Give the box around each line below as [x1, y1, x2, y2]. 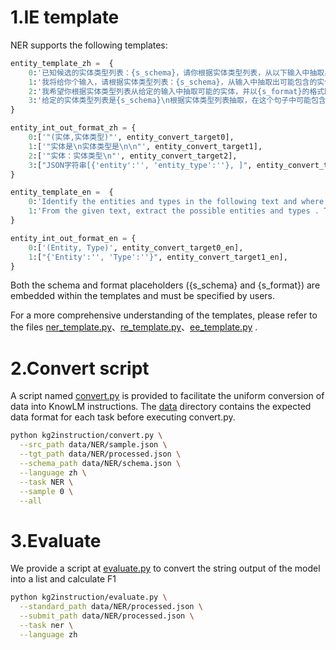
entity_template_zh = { [10, 58, 114, 68]
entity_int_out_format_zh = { [10, 123, 137, 133]
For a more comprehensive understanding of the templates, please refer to [10, 309, 318, 321]
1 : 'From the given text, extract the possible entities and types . [28, 206, 320, 216]
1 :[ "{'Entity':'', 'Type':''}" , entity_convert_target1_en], [28, 252, 288, 262]
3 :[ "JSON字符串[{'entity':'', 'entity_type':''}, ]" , [28, 160, 253, 170]
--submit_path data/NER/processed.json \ [19, 611, 195, 621]
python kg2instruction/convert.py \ [10, 431, 163, 441]
